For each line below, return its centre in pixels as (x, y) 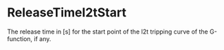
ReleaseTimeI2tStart (67, 13)
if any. (43, 38)
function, (20, 38)
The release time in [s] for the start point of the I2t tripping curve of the (108, 32)
